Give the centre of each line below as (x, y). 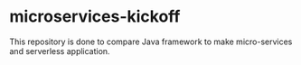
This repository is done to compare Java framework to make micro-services (151, 42)
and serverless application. (60, 51)
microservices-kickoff (95, 17)
